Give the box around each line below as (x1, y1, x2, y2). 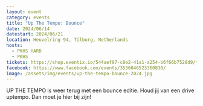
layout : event (6, 8, 42, 15)
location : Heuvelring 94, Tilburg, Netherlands (6, 37, 129, 43)
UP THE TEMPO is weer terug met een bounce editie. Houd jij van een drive (6, 87, 195, 94)
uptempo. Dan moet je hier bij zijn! (6, 93, 92, 101)
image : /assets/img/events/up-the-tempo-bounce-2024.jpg (6, 70, 153, 76)
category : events (6, 14, 50, 20)
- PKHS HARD (11, 48, 42, 54)
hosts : (6, 43, 23, 49)
